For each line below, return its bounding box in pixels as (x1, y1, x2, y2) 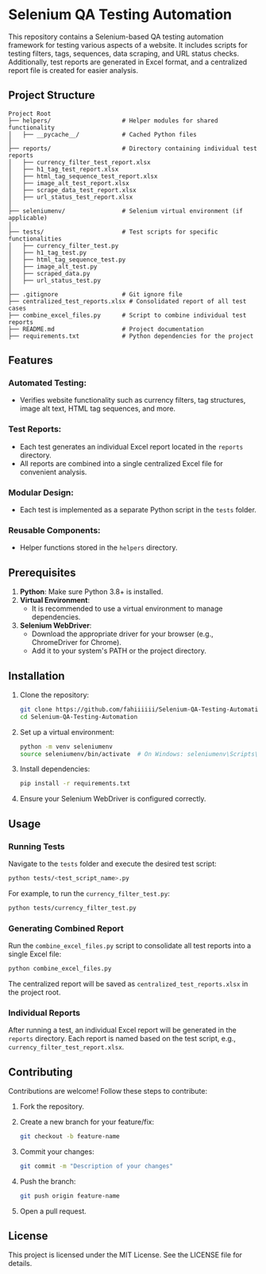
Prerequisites (8, 566, 76, 579)
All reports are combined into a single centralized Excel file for (19, 458, 224, 468)
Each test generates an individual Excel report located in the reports (19, 442, 244, 451)
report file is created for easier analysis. (8, 65, 139, 75)
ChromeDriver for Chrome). (31, 638, 121, 647)
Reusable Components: (8, 524, 101, 535)
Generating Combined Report (8, 923, 125, 934)
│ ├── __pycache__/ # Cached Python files (8, 130, 197, 138)
